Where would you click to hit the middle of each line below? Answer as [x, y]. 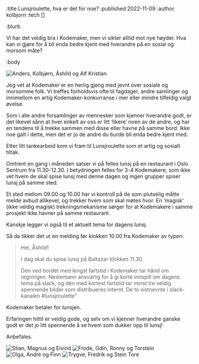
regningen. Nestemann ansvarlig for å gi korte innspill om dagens [100, 277]
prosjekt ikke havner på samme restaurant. [58, 213]
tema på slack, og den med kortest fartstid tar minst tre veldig [96, 283]
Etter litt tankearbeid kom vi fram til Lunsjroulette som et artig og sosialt [93, 146]
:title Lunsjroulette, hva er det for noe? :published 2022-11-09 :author [90, 9]
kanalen [30, 296]
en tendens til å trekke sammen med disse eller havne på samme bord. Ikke [98, 128]
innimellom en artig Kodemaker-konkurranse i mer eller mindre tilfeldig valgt [99, 98]
